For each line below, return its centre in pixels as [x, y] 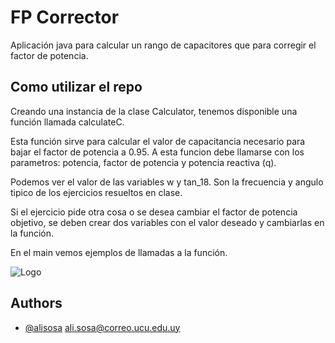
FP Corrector [65, 17]
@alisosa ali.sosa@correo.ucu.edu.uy [102, 327]
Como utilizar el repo [76, 87]
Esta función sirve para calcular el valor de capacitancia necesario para [158, 141]
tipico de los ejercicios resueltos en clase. [96, 192]
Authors [36, 303]
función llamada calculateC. [67, 122]
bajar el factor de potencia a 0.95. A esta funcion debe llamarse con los [157, 152]
